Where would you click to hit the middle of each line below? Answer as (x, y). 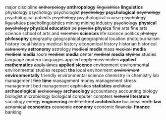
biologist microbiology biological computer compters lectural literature (77, 96)
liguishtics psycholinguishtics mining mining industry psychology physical (81, 23)
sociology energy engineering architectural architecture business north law (83, 101)
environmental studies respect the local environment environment (72, 70)
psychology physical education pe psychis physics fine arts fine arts (76, 28)
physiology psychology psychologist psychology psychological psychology (83, 12)
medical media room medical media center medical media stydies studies (81, 54)
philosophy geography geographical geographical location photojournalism (83, 39)
